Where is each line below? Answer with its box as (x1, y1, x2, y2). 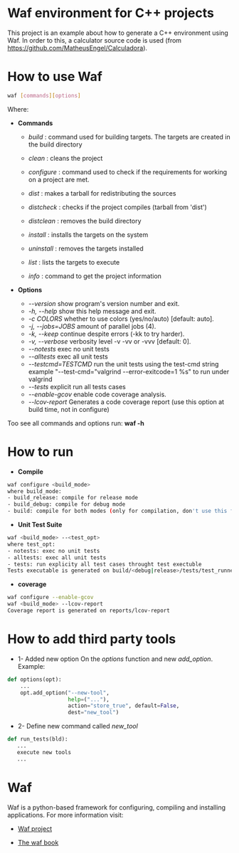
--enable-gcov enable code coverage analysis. (28, 390, 167, 398)
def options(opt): (7, 676, 62, 683)
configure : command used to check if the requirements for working (28, 167, 228, 176)
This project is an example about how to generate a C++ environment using (7, 28, 229, 37)
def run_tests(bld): (7, 736, 69, 743)
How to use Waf (7, 69, 103, 85)
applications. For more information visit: (7, 810, 124, 819)
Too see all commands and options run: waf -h (7, 418, 144, 428)
